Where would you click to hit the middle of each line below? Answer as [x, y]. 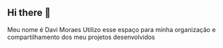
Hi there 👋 [29, 13]
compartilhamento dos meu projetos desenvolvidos [81, 37]
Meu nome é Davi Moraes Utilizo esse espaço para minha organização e [111, 29]
